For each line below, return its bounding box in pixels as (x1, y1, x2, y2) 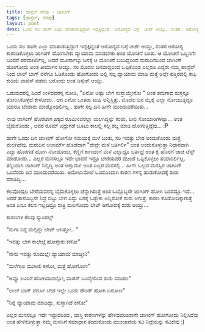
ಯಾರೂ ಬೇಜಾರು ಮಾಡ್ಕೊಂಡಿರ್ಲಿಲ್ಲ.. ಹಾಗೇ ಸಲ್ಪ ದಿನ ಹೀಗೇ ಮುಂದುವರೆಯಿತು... (6, 103, 149, 110)
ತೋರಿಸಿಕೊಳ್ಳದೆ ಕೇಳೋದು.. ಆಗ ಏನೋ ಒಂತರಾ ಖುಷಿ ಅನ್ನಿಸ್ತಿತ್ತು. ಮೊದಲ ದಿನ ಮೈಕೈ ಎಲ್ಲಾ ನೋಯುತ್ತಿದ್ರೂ (6, 96, 193, 104)
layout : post (6, 20, 40, 26)
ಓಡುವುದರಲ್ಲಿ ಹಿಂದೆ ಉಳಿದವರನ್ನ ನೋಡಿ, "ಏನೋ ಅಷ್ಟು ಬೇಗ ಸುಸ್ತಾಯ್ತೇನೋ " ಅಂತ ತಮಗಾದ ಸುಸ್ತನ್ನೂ (6, 89, 190, 96)
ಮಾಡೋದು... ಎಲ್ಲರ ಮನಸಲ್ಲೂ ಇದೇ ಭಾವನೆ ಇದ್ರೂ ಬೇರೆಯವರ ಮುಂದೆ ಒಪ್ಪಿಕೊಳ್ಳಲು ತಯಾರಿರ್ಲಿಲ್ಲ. (6, 155, 185, 162)
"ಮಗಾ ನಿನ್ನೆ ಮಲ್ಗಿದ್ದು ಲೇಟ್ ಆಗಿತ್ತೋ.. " (6, 226, 79, 233)
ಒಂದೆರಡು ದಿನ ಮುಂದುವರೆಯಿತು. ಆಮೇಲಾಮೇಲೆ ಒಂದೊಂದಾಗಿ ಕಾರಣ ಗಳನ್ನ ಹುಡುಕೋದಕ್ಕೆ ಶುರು (6, 168, 179, 176)
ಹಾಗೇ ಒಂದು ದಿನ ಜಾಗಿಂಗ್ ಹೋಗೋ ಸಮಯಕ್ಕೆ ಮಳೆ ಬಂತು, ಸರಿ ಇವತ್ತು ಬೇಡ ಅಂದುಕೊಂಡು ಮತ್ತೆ (6, 134, 181, 142)
